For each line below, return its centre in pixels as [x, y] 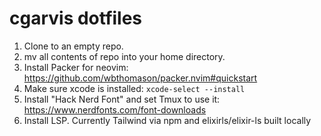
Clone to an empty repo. [73, 46]
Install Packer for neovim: [76, 67]
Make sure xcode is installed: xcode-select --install [134, 88]
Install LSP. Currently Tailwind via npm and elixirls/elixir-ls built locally [167, 120]
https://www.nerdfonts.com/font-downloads [115, 109]
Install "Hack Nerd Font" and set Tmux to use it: [122, 99]
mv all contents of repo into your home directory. [124, 56]
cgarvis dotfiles [76, 18]
